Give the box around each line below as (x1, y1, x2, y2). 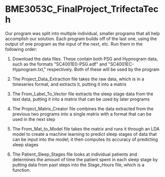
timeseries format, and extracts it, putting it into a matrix (12, 81, 127, 87)
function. (12, 167, 31, 173)
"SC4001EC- (108, 61, 134, 67)
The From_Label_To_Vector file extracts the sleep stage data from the (12, 91, 154, 97)
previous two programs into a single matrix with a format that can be (12, 111, 152, 117)
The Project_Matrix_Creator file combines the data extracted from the (12, 106, 154, 112)
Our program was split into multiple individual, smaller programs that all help (5, 30, 160, 36)
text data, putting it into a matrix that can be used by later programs (12, 96, 150, 102)
